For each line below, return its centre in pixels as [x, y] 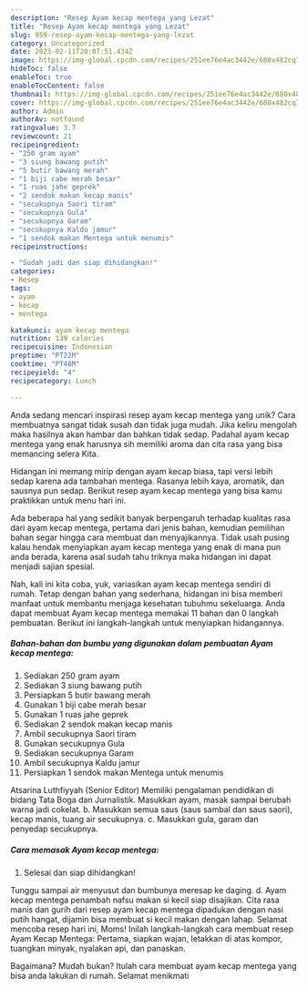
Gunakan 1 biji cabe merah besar [85, 705]
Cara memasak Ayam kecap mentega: [85, 850]
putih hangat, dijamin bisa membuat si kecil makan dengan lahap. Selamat [149, 920]
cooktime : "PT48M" [45, 364]
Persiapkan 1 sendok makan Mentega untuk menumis [123, 773]
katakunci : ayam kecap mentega [70, 330]
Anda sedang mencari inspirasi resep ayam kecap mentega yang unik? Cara [153, 414]
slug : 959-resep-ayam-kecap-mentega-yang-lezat [102, 35]
